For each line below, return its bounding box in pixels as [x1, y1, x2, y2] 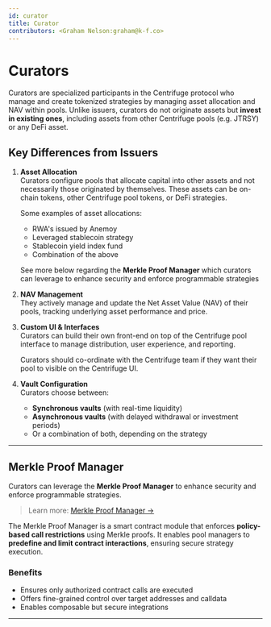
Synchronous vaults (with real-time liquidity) [31, 404, 183, 413]
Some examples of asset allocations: [19, 209, 143, 218]
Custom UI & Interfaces [19, 322, 100, 332]
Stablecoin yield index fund [31, 241, 123, 251]
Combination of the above [31, 250, 119, 260]
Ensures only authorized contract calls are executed [19, 585, 194, 595]
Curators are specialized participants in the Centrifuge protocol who [8, 88, 235, 98]
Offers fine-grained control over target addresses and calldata [19, 594, 227, 604]
